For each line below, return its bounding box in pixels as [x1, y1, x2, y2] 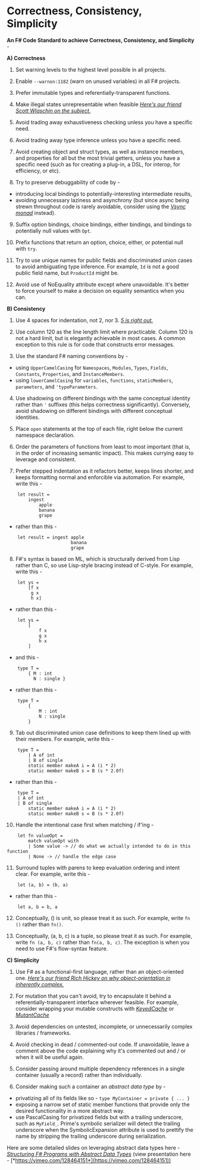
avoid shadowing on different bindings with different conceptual [15, 407, 173, 414]
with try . [15, 245, 37, 252]
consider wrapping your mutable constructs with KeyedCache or [15, 1005, 174, 1012]
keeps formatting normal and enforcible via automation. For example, [15, 473, 185, 481]
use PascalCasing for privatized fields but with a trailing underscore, [15, 1113, 183, 1120]
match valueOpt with [28, 838, 79, 844]
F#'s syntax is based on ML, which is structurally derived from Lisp [15, 555, 180, 562]
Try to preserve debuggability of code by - [15, 178, 120, 186]
